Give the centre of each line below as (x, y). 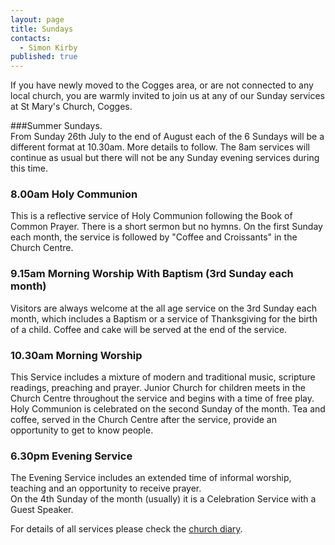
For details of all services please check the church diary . (126, 529)
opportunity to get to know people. (82, 430)
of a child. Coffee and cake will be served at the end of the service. (149, 329)
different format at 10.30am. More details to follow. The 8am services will (160, 147)
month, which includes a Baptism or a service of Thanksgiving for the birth (164, 318)
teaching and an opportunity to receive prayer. (106, 488)
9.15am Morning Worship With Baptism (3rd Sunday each (152, 274)
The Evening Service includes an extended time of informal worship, (151, 478)
